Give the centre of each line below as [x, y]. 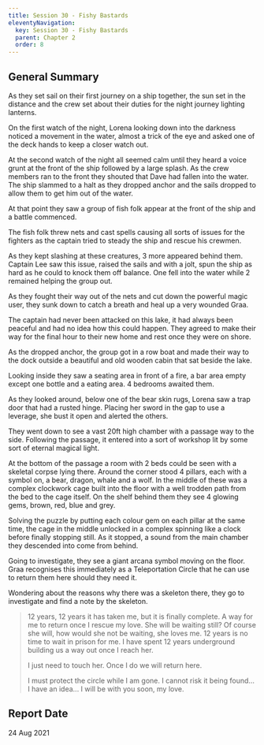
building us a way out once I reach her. [90, 650]
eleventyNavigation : [42, 23]
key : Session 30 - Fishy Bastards [72, 30]
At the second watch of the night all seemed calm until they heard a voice [127, 159]
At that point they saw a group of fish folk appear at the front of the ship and [132, 208]
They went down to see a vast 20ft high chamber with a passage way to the [131, 431]
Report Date [38, 714]
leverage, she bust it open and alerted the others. [88, 415]
